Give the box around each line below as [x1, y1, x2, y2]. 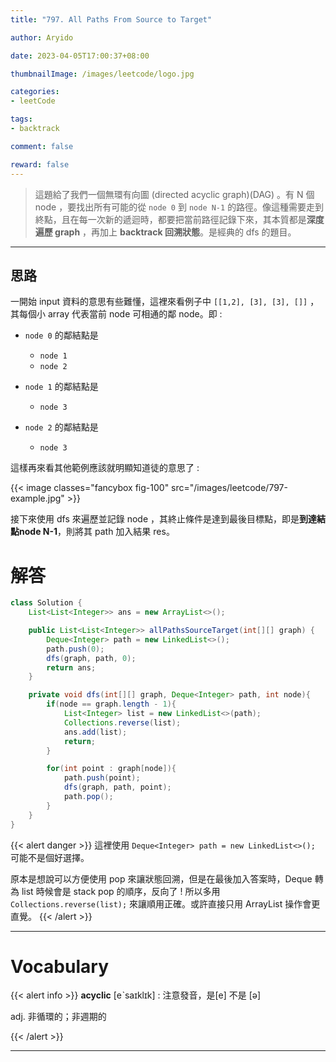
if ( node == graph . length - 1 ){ [46, 699, 177, 710]
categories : [10, 87, 60, 97]
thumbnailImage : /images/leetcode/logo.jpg [10, 69, 195, 79]
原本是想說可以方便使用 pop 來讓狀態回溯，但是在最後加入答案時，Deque [10, 872, 313, 885]
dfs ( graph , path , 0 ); [46, 653, 137, 663]
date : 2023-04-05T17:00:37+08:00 [10, 51, 150, 61]
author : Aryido [10, 32, 74, 43]
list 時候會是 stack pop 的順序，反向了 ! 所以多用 [21, 885, 221, 897]
